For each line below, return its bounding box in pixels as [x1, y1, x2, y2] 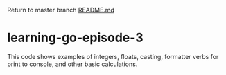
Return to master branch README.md [7, 6, 114, 14]
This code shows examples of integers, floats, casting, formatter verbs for [7, 52, 219, 61]
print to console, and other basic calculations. [7, 60, 138, 68]
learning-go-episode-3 [7, 30, 144, 45]
